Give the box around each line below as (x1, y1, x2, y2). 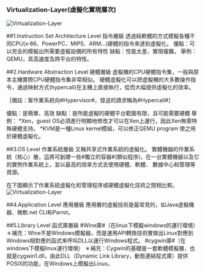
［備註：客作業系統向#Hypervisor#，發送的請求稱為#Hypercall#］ (6, 97, 174, 104)
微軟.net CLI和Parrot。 (17, 209, 74, 216)
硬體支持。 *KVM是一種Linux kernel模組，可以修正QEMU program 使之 (11, 125, 191, 132)
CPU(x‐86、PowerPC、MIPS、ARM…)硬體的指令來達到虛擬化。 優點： (11, 40, 190, 47)
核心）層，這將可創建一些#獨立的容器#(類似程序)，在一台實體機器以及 (17, 153, 194, 160)
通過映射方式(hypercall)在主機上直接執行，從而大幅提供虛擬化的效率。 (17, 84, 195, 91)
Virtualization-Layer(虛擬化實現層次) (6, 5, 116, 13)
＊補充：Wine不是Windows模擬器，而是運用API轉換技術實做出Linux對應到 (6, 230, 194, 237)
